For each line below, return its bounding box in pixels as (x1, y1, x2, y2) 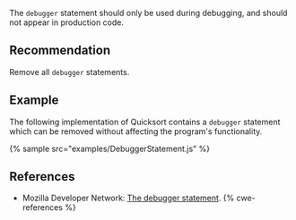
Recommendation (9, 43, 110, 58)
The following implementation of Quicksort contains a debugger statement (9, 116, 281, 127)
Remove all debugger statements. (9, 66, 130, 77)
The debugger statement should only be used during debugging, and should (9, 8, 288, 18)
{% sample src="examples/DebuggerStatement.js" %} (9, 143, 211, 154)
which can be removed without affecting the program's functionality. (9, 125, 263, 137)
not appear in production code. (9, 17, 124, 28)
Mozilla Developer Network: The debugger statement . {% (22, 192, 235, 204)
